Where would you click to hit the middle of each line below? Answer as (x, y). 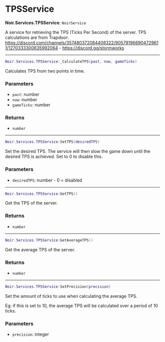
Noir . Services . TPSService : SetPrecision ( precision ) (58, 286)
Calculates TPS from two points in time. (45, 71)
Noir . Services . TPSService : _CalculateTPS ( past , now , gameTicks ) (71, 62)
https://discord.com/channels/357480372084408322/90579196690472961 (82, 42)
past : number (26, 94)
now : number (25, 100)
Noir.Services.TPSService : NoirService (46, 23)
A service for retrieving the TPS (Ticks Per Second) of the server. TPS (76, 32)
